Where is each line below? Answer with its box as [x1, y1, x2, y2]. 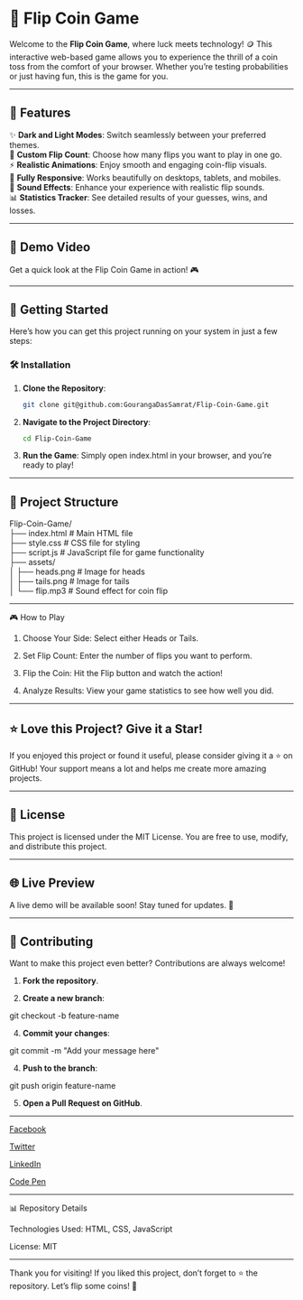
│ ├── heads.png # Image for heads [9, 566, 146, 577]
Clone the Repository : [22, 383, 106, 394]
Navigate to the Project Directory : [22, 416, 151, 427]
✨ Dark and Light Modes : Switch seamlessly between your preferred [9, 129, 266, 140]
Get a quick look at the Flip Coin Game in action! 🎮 [9, 264, 199, 274]
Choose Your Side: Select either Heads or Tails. [22, 633, 199, 644]
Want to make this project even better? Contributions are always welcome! [9, 958, 286, 969]
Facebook [9, 1124, 47, 1135]
